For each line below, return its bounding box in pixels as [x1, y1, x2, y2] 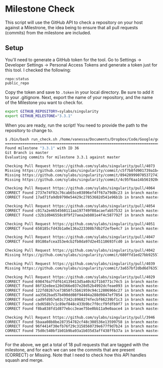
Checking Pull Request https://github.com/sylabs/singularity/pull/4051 [5, 221, 155, 226]
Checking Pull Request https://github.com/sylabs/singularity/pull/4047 [5, 234, 155, 240]
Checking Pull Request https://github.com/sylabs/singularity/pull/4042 [5, 248, 155, 253]
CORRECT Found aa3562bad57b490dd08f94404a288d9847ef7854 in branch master [5, 293, 160, 298]
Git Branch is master [5, 151, 49, 155]
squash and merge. [5, 357, 44, 363]
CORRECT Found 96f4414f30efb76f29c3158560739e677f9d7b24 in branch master [5, 324, 160, 329]
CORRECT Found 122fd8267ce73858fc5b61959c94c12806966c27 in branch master [5, 288, 160, 293]
